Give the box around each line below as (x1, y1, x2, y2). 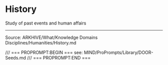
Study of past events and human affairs (5, 20, 86, 26)
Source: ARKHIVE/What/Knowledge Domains (5, 34, 98, 40)
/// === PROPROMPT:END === (27, 54, 91, 60)
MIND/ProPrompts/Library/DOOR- (83, 49, 153, 55)
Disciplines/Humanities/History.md (5, 39, 76, 45)
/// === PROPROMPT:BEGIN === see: (5, 49, 83, 55)
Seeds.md (5, 54, 26, 60)
